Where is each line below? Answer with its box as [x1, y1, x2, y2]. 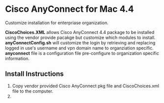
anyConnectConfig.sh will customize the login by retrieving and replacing [5, 39, 156, 45]
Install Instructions [5, 70, 64, 78]
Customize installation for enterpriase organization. [5, 20, 109, 26]
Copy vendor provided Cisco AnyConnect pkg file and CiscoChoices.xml [12, 83, 160, 89]
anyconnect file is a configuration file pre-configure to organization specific [5, 50, 160, 56]
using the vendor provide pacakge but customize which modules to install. [5, 34, 156, 40]
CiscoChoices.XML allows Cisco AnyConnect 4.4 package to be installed [5, 29, 155, 35]
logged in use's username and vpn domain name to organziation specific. [5, 45, 154, 51]
